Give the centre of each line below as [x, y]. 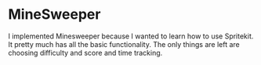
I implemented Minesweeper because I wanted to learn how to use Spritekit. [131, 36]
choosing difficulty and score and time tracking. [85, 52]
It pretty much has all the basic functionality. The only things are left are [124, 44]
